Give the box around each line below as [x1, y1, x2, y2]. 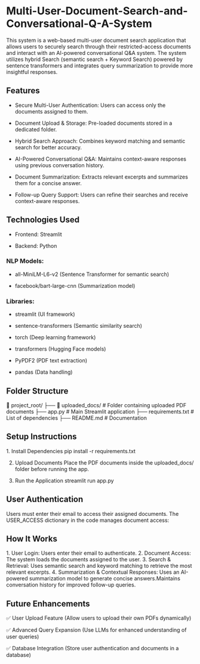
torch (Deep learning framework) [14, 334, 96, 341]
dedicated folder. [14, 125, 57, 133]
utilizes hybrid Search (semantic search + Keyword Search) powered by [6, 56, 183, 63]
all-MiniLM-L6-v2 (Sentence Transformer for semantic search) [14, 270, 169, 278]
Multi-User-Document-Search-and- [6, 4, 188, 18]
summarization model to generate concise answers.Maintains [29, 575, 181, 582]
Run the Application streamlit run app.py [14, 477, 115, 484]
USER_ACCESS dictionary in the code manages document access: [6, 517, 170, 524]
